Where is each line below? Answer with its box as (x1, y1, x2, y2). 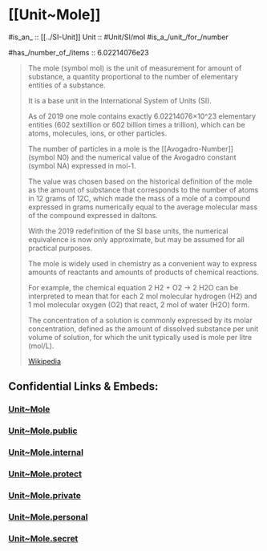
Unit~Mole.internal (8, 447, 84, 458)
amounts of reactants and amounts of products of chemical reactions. (27, 267, 259, 277)
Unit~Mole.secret (8, 533, 79, 544)
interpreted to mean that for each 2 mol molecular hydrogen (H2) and (27, 291, 257, 301)
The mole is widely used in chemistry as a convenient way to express (27, 258, 257, 268)
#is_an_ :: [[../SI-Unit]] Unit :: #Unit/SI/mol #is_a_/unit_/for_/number (8, 32, 229, 42)
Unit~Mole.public (8, 425, 78, 436)
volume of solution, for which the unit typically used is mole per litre (27, 332, 253, 342)
